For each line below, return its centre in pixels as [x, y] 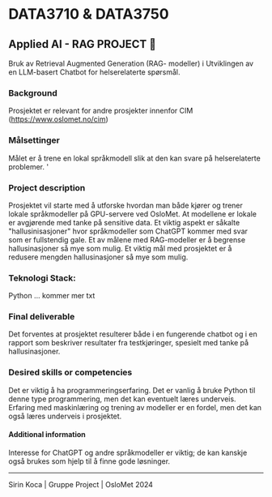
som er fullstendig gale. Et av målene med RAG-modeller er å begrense [127, 239]
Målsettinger [34, 140]
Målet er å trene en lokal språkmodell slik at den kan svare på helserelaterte [134, 158]
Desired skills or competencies [70, 372]
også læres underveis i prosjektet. [65, 416]
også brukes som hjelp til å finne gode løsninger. [89, 461]
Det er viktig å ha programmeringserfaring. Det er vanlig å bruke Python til [132, 390]
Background [33, 92]
